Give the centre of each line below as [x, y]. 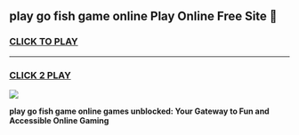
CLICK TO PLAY [44, 42]
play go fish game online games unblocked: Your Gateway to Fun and [139, 111]
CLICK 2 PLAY [40, 75]
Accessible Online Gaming [59, 120]
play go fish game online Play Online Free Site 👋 [143, 16]
